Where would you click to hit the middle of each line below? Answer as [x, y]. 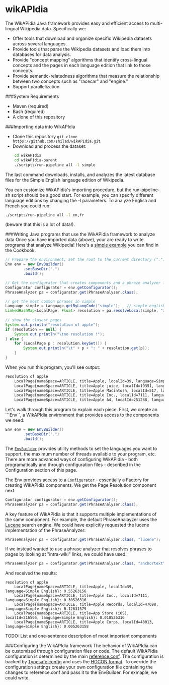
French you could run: [28, 206]
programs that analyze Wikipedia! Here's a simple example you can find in [82, 245]
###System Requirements [32, 96]
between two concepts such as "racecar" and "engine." [70, 81]
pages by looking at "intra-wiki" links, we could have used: [66, 554]
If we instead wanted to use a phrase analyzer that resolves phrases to [78, 549]
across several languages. [39, 43]
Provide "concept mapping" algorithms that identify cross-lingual [80, 60]
